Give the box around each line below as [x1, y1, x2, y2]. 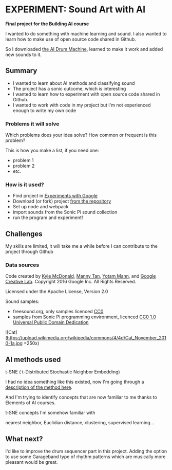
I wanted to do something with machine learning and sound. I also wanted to [5, 30, 167, 37]
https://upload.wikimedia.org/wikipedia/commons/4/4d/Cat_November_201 [7, 335, 167, 341]
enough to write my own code [12, 107, 77, 114]
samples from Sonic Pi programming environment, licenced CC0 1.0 [12, 314, 157, 320]
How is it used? [5, 181, 45, 188]
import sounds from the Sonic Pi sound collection [12, 209, 118, 215]
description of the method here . [5, 384, 73, 390]
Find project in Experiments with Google [12, 193, 98, 199]
